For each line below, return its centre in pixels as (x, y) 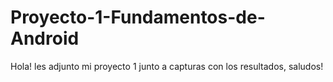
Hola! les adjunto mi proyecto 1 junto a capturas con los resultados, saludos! (167, 66)
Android (45, 38)
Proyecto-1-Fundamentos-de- (138, 17)
